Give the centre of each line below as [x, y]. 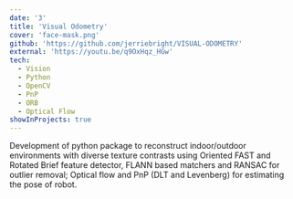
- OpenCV [34, 86]
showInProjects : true [51, 120]
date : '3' [28, 18]
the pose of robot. [43, 184]
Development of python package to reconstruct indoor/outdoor [128, 146]
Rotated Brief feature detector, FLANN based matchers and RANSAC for [145, 165]
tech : [20, 60]
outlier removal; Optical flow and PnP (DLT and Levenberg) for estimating [147, 175]
